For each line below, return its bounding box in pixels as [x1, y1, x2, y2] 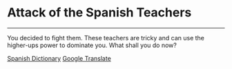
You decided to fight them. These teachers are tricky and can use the [7, 33, 205, 42]
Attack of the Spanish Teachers [7, 5, 192, 20]
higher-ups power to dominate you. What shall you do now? [7, 41, 177, 49]
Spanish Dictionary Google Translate [7, 54, 112, 62]
